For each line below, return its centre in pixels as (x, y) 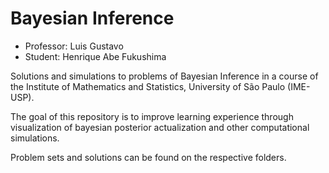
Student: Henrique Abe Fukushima (95, 56)
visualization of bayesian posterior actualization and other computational (160, 127)
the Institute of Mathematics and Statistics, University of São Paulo (148, 86)
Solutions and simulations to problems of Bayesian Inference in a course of (164, 76)
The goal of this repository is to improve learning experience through (152, 116)
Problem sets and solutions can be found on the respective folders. (148, 157)
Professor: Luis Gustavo (74, 46)
